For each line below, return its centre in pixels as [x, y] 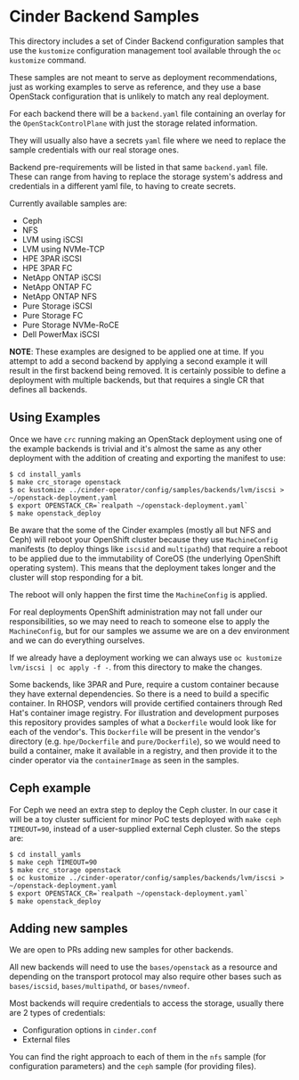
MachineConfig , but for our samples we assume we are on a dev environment [149, 631]
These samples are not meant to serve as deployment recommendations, [143, 77]
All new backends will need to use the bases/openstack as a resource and [143, 967]
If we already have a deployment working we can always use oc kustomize [146, 657]
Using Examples [55, 418]
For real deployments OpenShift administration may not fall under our [136, 612]
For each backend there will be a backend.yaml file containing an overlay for [148, 113]
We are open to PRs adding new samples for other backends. [121, 950]
